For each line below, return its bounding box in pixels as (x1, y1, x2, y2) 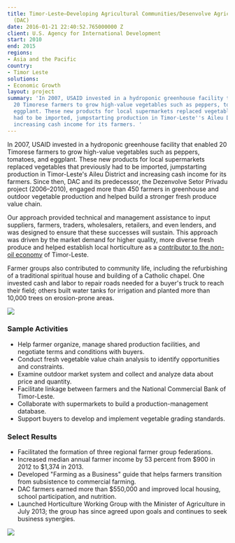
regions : (7, 50, 33, 57)
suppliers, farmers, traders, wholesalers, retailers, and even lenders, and (7, 220, 217, 229)
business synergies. (17, 515, 76, 523)
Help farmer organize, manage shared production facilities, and (17, 340, 201, 348)
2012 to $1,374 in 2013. (17, 463, 84, 471)
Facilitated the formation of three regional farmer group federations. (17, 448, 213, 456)
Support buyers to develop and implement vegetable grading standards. (17, 414, 225, 423)
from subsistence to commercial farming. (17, 477, 136, 486)
